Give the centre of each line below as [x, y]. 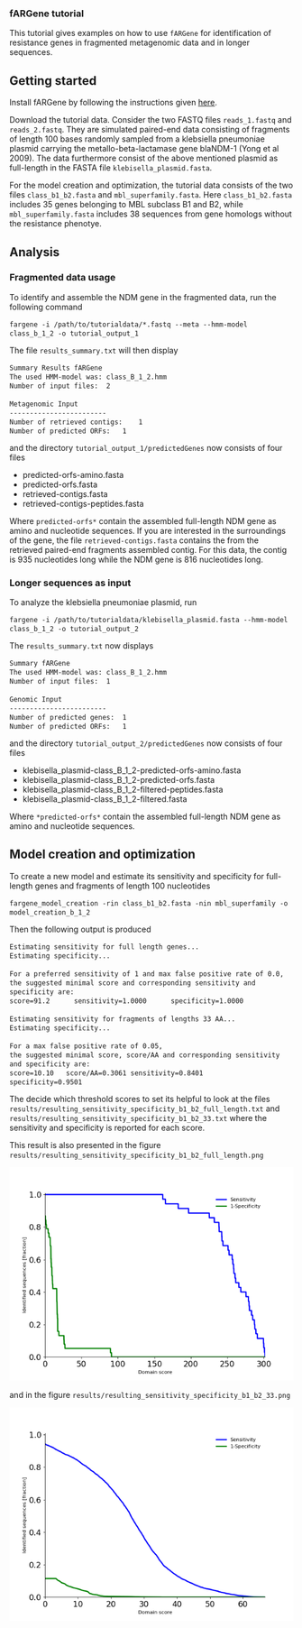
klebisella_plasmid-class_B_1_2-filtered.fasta [105, 799]
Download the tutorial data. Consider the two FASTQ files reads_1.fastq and [151, 120]
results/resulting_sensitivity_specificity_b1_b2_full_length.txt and [145, 1108]
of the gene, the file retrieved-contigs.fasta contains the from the [134, 540]
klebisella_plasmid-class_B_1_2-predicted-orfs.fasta [119, 780]
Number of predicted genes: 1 [68, 718]
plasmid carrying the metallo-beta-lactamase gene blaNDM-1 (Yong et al [144, 149]
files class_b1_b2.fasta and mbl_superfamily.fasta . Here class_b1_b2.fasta [151, 195]
